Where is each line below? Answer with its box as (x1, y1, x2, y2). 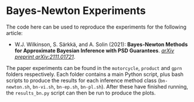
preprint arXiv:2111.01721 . (14, 53, 76, 60)
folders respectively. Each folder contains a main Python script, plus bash (6, 71, 183, 78)
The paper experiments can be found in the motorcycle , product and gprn (6, 64, 183, 71)
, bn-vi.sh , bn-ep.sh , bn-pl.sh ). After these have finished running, (29, 83, 189, 90)
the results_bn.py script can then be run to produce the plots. (6, 89, 156, 96)
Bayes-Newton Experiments (6, 4, 146, 17)
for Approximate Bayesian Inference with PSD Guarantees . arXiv (14, 47, 175, 54)
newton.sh (6, 84, 30, 90)
